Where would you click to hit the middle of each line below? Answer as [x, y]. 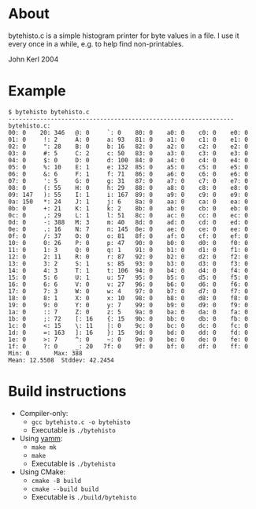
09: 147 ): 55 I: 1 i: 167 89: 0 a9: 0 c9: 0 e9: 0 [128, 195]
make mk [44, 447]
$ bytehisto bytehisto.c [49, 112]
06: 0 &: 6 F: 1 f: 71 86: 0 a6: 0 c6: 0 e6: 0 [128, 174]
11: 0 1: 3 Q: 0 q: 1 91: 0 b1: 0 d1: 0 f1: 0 [128, 250]
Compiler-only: [44, 413]
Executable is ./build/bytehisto [84, 496]
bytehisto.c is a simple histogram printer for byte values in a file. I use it [124, 35]
